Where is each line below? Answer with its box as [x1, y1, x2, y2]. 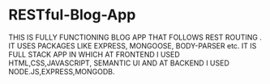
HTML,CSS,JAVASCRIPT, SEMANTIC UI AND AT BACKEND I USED [8, 58, 229, 68]
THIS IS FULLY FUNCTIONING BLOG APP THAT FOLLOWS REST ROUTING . [8, 32, 262, 42]
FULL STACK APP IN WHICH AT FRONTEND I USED [8, 49, 180, 59]
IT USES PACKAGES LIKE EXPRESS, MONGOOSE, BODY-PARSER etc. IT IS [8, 40, 257, 50]
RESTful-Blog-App [8, 6, 136, 24]
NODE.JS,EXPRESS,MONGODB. [8, 66, 115, 76]
